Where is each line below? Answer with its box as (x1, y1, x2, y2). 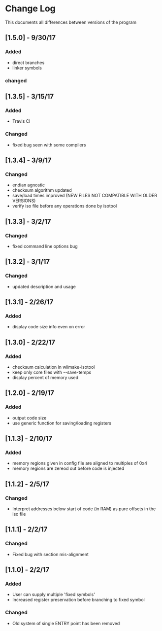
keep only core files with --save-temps (12, 369, 92, 375)
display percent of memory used (12, 374, 79, 380)
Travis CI (12, 118, 31, 124)
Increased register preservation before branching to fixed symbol (12, 597, 145, 603)
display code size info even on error (12, 324, 85, 330)
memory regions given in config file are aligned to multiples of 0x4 (12, 460, 148, 466)
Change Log (5, 3, 56, 14)
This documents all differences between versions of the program (5, 19, 137, 25)
